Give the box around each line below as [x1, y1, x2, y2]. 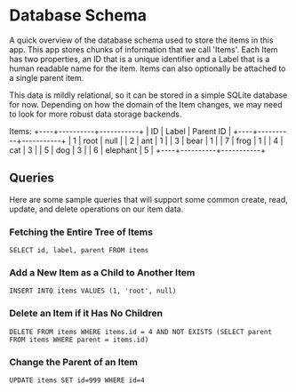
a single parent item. [9, 72, 84, 83]
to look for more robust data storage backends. [9, 108, 182, 119]
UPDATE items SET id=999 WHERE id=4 [9, 375, 145, 385]
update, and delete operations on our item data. [9, 204, 184, 214]
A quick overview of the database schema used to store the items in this [9, 35, 274, 45]
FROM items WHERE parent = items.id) [9, 335, 149, 344]
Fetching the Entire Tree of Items [9, 226, 154, 238]
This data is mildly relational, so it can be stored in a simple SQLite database [9, 90, 288, 100]
